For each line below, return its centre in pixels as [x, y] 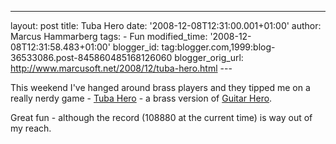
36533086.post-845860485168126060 [91, 57]
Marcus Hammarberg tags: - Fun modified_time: [109, 36]
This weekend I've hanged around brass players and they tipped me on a [160, 87]
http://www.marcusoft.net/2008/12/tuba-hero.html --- [121, 68]
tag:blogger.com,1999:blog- [218, 47]
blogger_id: [136, 47]
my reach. [31, 128]
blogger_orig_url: [209, 57]
